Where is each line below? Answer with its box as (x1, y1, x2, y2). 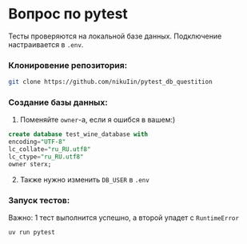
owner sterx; (8, 160, 52, 168)
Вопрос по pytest (8, 5, 128, 23)
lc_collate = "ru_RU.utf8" (8, 146, 91, 154)
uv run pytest (8, 229, 56, 237)
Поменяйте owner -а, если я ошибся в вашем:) (19, 115, 176, 125)
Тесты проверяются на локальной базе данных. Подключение (8, 31, 222, 41)
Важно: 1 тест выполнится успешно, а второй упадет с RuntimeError (8, 213, 240, 222)
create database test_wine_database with (8, 130, 149, 138)
